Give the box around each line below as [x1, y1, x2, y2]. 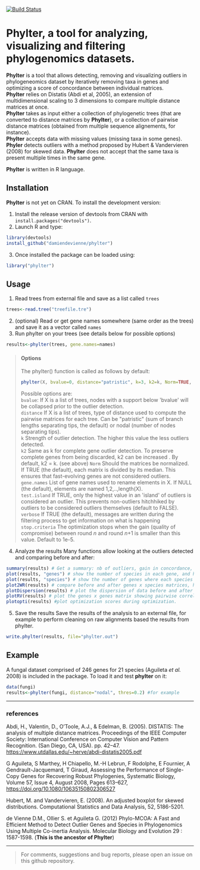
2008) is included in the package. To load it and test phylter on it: [6, 672, 167, 680]
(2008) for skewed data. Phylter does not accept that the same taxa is [6, 147, 179, 155]
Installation [6, 183, 49, 193]
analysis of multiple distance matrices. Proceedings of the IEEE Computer [6, 729, 187, 736]
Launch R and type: [14, 223, 63, 230]
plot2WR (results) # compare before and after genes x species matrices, [6, 582, 190, 588]
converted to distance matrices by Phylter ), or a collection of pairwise [6, 116, 179, 123]
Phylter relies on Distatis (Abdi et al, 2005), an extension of [6, 90, 152, 98]
